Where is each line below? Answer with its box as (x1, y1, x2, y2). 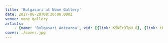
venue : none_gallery (5, 16, 48, 21)
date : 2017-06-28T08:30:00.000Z (5, 12, 72, 17)
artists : (5, 21, 23, 26)
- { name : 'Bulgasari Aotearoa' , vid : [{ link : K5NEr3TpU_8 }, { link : (14, 26, 158, 31)
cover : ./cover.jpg (5, 30, 46, 35)
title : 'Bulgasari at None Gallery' (5, 7, 81, 12)
